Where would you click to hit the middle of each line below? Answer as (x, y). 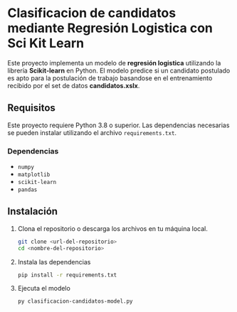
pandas (27, 190)
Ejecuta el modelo (44, 289)
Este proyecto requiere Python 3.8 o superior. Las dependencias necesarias (118, 125)
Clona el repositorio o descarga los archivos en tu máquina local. (112, 228)
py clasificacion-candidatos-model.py (75, 301)
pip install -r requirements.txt (67, 275)
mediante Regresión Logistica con (110, 28)
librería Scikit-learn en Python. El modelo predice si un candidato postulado (119, 70)
